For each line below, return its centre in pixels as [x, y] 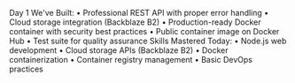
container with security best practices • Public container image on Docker [144, 31]
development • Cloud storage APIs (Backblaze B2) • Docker [119, 50]
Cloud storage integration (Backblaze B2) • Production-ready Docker [135, 22]
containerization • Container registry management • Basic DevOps [131, 60]
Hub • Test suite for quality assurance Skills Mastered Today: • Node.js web [148, 41]
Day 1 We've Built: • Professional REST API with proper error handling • [139, 13]
